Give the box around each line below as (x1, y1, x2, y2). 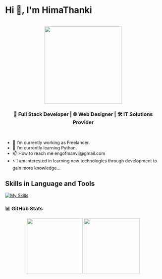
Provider (72, 119, 94, 126)
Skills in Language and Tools (5, 179, 95, 187)
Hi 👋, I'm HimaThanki (5, 4, 93, 16)
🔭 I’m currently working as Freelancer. (12, 139, 90, 145)
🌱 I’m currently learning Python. (12, 145, 77, 151)
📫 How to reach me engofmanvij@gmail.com (12, 150, 106, 156)
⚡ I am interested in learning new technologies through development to (12, 158, 158, 164)
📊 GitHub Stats (5, 205, 43, 212)
